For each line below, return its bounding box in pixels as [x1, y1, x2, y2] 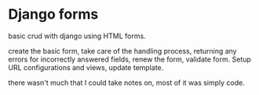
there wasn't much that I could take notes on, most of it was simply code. [8, 78, 246, 87]
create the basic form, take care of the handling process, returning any [8, 46, 237, 55]
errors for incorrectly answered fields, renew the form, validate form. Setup [8, 55, 251, 64]
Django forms [8, 5, 99, 23]
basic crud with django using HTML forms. [8, 31, 147, 40]
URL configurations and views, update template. [8, 62, 164, 72]
